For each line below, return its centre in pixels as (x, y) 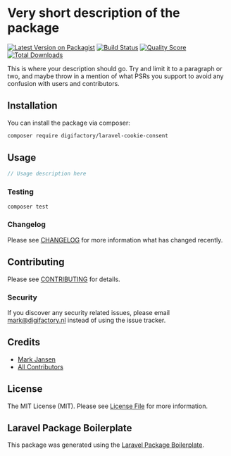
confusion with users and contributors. (63, 83)
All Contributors (40, 366)
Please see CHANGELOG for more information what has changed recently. (115, 240)
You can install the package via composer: (69, 123)
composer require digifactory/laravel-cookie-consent (88, 135)
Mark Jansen (37, 359)
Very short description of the (94, 13)
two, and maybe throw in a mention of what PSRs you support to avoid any (115, 76)
